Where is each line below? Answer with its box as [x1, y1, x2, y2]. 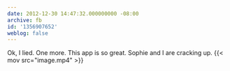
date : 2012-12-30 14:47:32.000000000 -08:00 [7, 10, 139, 17]
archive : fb [7, 17, 42, 24]
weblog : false [7, 29, 49, 37]
